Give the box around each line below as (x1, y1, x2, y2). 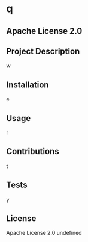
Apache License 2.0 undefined (6, 229, 82, 237)
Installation (6, 79, 49, 90)
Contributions (6, 146, 59, 157)
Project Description (6, 46, 80, 56)
